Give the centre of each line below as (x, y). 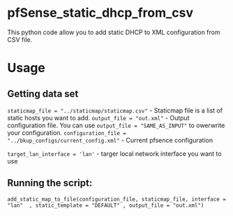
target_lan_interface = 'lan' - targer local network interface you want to (114, 153)
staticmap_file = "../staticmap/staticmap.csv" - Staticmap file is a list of (115, 110)
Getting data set (43, 93)
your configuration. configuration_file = (67, 132)
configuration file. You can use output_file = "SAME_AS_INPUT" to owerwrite (116, 125)
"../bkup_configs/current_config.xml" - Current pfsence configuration (110, 140)
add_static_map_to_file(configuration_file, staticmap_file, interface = (117, 199)
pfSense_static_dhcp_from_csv (100, 13)
